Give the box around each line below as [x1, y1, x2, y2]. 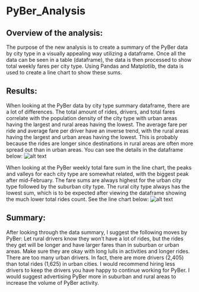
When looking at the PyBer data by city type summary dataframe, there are [6, 102, 190, 109]
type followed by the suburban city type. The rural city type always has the [6, 183, 190, 190]
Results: [6, 86, 37, 96]
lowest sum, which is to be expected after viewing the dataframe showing [6, 189, 187, 196]
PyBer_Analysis [6, 4, 86, 18]
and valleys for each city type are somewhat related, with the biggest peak [6, 170, 189, 177]
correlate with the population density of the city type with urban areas [6, 114, 178, 121]
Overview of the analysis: [6, 28, 103, 38]
